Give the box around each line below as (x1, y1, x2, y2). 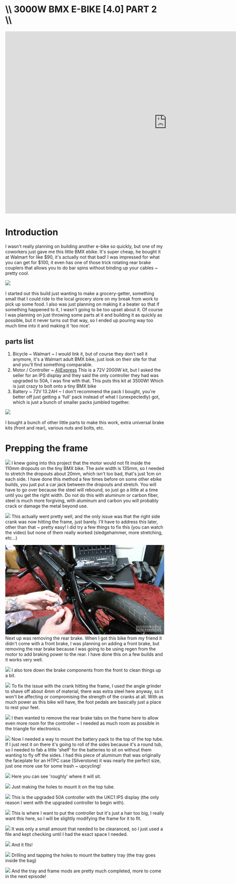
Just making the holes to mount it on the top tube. (11, 784, 115, 790)
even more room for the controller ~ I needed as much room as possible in (5, 720, 160, 727)
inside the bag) (5, 858, 37, 864)
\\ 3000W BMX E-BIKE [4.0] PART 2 (5, 4, 157, 15)
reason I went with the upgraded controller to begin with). (5, 799, 125, 806)
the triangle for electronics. (5, 726, 62, 732)
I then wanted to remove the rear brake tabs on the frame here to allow (11, 715, 159, 721)
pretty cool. (5, 270, 29, 276)
